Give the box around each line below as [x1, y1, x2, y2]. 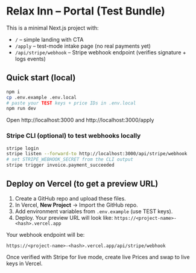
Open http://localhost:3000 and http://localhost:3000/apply [6, 117, 154, 124]
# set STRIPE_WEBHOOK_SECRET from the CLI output [6, 156, 134, 162]
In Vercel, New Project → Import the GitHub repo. [14, 201, 138, 208]
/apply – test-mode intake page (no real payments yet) [14, 42, 151, 50]
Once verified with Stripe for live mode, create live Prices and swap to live [6, 253, 190, 260]
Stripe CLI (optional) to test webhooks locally [6, 132, 141, 140]
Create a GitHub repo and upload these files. [14, 194, 127, 202]
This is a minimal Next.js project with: [6, 24, 99, 31]
